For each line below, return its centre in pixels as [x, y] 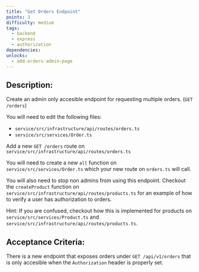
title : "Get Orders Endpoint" [44, 12]
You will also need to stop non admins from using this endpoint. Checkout [96, 180]
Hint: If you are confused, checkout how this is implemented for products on [99, 211]
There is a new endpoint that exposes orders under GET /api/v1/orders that [99, 256]
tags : [13, 28]
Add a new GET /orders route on [45, 146]
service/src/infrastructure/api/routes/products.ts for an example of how [99, 193]
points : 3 [18, 17]
